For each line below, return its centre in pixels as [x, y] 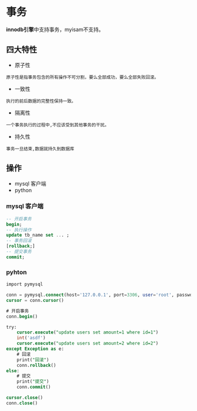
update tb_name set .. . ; [38, 235]
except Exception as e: [35, 349]
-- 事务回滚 [19, 241]
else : [13, 370]
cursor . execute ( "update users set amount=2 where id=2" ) [88, 343]
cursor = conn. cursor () [35, 300]
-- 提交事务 [19, 252]
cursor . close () [25, 398]
